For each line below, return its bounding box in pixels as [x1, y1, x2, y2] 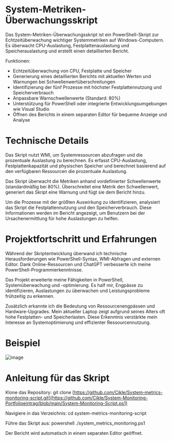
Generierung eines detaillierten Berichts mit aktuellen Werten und [12, 73, 151, 79]
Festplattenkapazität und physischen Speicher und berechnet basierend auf [5, 163, 166, 169]
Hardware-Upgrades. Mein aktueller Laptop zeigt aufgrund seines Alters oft [5, 308, 165, 314]
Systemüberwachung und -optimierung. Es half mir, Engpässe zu [5, 282, 143, 288]
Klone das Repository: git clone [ [5, 389, 74, 395]
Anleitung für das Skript [5, 372, 110, 384]
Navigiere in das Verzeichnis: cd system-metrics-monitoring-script [5, 410, 147, 416]
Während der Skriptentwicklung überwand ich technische [5, 250, 127, 256]
